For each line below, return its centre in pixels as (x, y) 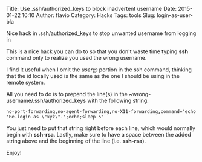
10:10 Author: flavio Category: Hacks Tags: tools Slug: (89, 15)
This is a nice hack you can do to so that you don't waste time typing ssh (97, 51)
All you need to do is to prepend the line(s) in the (67, 94)
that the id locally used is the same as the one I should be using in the (93, 76)
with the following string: (118, 100)
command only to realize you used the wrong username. (77, 58)
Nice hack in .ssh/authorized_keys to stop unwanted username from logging (101, 33)
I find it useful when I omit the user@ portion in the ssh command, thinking (99, 70)
